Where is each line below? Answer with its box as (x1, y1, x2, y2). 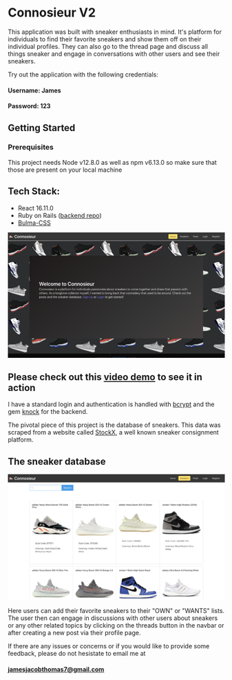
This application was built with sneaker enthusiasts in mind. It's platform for (8, 28, 222, 36)
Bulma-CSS (17, 219, 51, 227)
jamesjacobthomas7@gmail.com (8, 665, 105, 673)
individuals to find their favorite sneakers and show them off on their (8, 34, 202, 43)
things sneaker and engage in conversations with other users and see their (8, 50, 220, 58)
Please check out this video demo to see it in (8, 371, 202, 383)
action (8, 381, 36, 394)
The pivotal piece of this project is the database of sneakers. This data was (8, 421, 221, 429)
